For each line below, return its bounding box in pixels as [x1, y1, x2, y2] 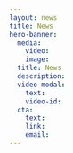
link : [25, 122, 46, 131]
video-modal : [17, 80, 66, 89]
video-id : [25, 96, 62, 106]
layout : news [9, 13, 58, 22]
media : [17, 38, 42, 48]
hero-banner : [9, 30, 58, 39]
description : [17, 72, 66, 81]
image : [25, 55, 50, 64]
